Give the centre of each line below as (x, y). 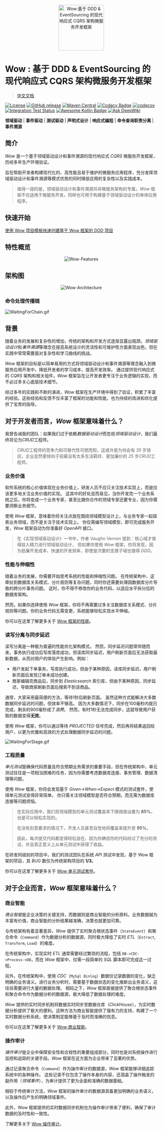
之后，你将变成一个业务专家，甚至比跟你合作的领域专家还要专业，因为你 (81, 500)
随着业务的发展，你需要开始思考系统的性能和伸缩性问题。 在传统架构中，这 (80, 576)
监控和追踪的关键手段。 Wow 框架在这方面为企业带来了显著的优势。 (72, 1058)
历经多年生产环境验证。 (28, 162)
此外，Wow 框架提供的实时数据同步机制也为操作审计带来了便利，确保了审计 (81, 1108)
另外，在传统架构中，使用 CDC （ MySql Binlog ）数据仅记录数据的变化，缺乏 (81, 976)
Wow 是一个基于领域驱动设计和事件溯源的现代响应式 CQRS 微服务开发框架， (81, 156)
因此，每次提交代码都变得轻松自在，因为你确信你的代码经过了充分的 (85, 838)
